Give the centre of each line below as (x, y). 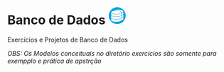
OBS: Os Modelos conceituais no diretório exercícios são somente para (112, 53)
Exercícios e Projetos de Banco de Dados (68, 40)
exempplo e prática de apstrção (54, 61)
